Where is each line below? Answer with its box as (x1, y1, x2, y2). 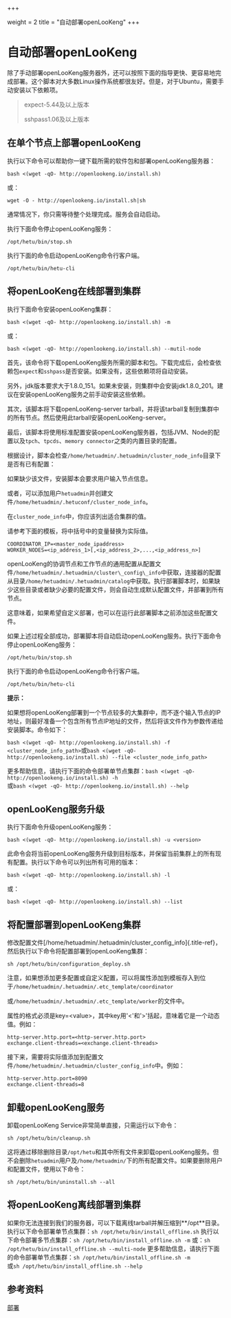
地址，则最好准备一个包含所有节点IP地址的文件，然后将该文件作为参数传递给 (7, 717, 223, 725)
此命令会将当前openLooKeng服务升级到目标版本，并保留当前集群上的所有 (7, 850, 215, 858)
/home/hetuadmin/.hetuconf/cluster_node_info (13, 499, 146, 506)
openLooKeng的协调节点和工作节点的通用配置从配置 (7, 559, 155, 568)
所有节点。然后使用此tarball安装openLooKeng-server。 (12, 413, 170, 422)
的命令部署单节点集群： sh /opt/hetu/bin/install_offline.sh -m (7, 1253, 191, 1261)
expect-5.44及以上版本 (23, 100, 89, 109)
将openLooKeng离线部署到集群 (7, 1199, 141, 1211)
